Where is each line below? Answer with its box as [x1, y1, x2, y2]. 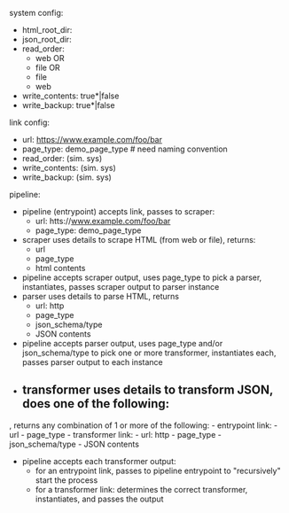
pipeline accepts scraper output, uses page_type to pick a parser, [21, 272, 262, 283]
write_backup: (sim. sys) [21, 172, 113, 183]
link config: [9, 117, 51, 128]
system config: [9, 8, 64, 18]
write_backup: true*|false [21, 100, 115, 110]
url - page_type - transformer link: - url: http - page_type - [9, 429, 222, 439]
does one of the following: [21, 396, 170, 411]
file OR [35, 62, 60, 73]
